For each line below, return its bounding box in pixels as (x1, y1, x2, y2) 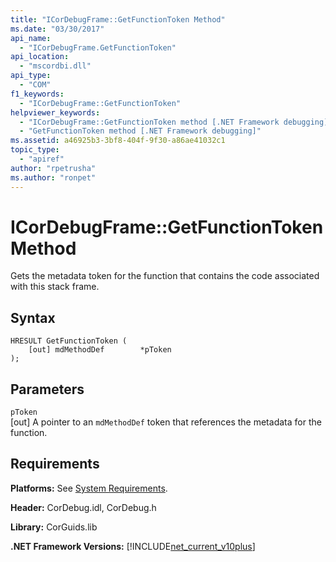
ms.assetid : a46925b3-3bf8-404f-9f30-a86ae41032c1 (10, 136, 226, 146)
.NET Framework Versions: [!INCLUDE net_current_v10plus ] (10, 540, 256, 552)
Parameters (10, 381, 85, 398)
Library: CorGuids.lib (10, 521, 98, 533)
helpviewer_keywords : (10, 107, 101, 118)
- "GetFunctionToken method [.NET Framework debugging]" (19, 126, 262, 136)
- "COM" (19, 80, 52, 90)
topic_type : (10, 145, 60, 155)
